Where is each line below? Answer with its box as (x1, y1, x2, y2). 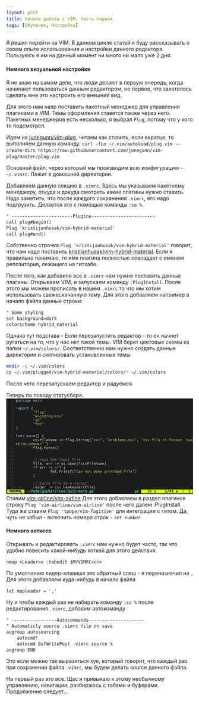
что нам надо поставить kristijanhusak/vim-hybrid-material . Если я (6, 248, 173, 255)
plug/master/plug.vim (6, 154, 60, 160)
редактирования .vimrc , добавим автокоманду (6, 605, 126, 612)
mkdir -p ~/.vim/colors (6, 363, 65, 369)
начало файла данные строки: (6, 297, 83, 304)
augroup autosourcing (6, 629, 60, 635)
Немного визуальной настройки (6, 66, 91, 73)
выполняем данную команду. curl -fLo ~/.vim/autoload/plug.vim (6, 140, 173, 147)
